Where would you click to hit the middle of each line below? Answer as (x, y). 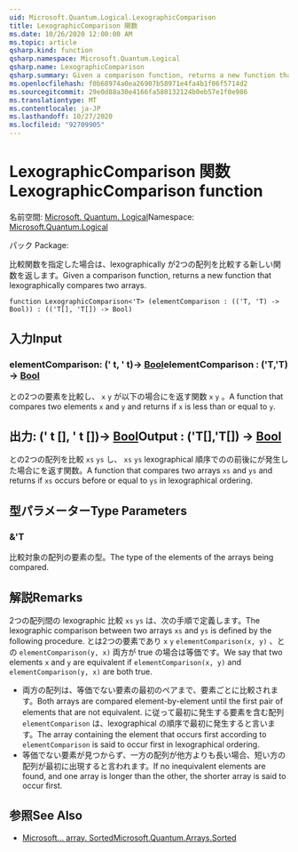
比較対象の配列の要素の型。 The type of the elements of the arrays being (141, 558)
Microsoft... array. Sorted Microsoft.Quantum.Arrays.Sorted (129, 838)
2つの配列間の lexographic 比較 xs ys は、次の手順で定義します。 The (134, 620)
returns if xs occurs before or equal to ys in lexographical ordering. (131, 480)
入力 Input (35, 339)
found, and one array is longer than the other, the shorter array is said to (154, 776)
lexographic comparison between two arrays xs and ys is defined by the (141, 630)
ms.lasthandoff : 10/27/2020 (61, 117)
